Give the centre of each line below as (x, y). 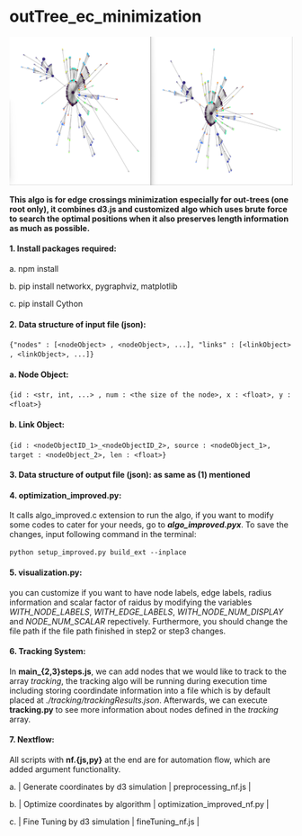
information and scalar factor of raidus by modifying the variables (131, 602)
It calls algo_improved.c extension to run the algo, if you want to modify (142, 516)
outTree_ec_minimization (106, 17)
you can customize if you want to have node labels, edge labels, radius (141, 592)
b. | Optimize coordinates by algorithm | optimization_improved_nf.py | (139, 804)
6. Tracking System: (48, 652)
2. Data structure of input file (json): (78, 324)
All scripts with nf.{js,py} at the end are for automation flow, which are (140, 760)
